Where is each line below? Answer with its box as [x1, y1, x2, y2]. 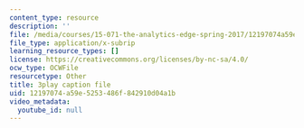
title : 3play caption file [9, 80, 111, 89]
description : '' [9, 22, 71, 31]
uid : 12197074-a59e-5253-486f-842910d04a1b [9, 88, 176, 97]
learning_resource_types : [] [9, 47, 119, 56]
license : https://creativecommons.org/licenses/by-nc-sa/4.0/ [9, 55, 249, 64]
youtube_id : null [17, 105, 83, 114]
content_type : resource [9, 13, 100, 23]
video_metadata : [9, 96, 71, 106]
